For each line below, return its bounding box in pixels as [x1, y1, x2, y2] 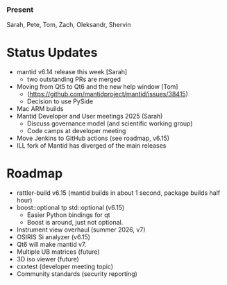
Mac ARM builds [16, 105, 64, 113]
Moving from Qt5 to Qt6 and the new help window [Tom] [16, 83, 178, 91]
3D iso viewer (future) [16, 255, 79, 264]
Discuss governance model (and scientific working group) [26, 119, 193, 128]
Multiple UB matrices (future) [16, 248, 100, 256]
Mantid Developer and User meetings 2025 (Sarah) [16, 112, 163, 121]
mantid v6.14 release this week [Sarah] [16, 68, 128, 76]
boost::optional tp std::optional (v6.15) [16, 203, 125, 212]
